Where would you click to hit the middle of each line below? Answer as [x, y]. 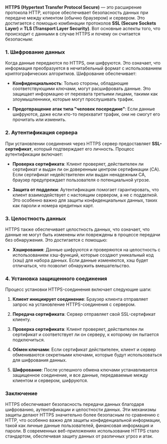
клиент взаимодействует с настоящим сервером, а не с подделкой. [85, 195]
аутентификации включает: [34, 154]
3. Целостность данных [36, 218]
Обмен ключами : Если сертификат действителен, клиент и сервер [84, 349]
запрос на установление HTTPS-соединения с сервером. [74, 304]
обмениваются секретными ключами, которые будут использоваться [87, 355]
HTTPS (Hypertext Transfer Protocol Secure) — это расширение [74, 7]
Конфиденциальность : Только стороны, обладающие [70, 83]
